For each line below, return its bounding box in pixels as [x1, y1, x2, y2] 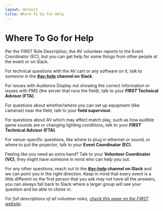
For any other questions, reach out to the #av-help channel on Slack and [5, 166, 152, 172]
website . [5, 201, 22, 207]
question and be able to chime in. [5, 186, 72, 192]
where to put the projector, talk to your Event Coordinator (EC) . [5, 142, 132, 148]
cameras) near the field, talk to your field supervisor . [5, 108, 112, 114]
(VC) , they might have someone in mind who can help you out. [5, 156, 130, 162]
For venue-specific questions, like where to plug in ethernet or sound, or [5, 137, 150, 143]
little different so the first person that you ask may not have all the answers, [5, 176, 156, 182]
